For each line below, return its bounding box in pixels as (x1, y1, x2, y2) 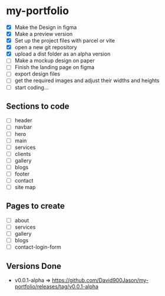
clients (14, 150, 31, 157)
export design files (14, 70, 61, 77)
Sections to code (6, 101, 70, 111)
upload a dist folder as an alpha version (14, 50, 111, 57)
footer (14, 170, 30, 177)
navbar (14, 123, 32, 131)
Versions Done (6, 261, 62, 271)
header (14, 117, 32, 124)
